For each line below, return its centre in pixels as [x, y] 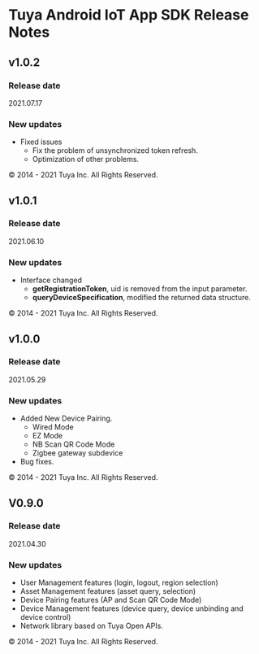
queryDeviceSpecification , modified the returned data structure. [142, 298]
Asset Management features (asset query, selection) [108, 591]
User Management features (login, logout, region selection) [119, 582]
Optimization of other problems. [86, 159]
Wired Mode [53, 427]
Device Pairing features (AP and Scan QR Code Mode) [111, 600]
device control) [45, 617]
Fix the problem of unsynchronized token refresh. [115, 150]
